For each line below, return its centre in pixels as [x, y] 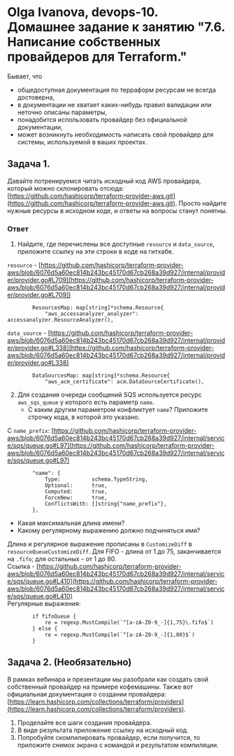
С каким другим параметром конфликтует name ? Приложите [118, 410]
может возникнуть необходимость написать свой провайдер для [115, 135]
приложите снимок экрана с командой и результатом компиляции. [118, 745]
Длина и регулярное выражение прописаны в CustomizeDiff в [100, 544]
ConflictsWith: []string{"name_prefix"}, [106, 504]
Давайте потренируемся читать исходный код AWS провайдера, [104, 181]
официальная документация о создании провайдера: [87, 694]
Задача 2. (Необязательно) [70, 662]
